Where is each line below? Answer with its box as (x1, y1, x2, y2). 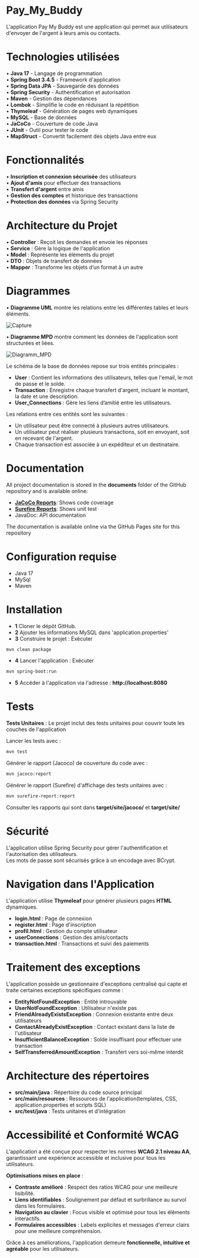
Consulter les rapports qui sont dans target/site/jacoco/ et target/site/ (6, 803, 180, 811)
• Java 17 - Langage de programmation (6, 69, 102, 77)
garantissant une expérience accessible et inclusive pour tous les (6, 1154, 166, 1161)
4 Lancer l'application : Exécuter (14, 657, 94, 664)
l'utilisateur (14, 1029, 42, 1037)
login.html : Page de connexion (14, 915, 92, 922)
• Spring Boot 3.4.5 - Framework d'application (6, 76, 121, 83)
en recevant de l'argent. (14, 435, 73, 442)
